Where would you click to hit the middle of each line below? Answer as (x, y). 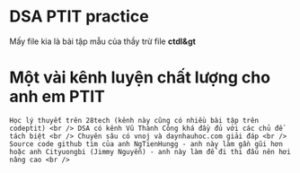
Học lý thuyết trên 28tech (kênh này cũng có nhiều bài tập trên (134, 120)
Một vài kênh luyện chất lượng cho (140, 78)
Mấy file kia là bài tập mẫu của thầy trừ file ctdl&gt (102, 41)
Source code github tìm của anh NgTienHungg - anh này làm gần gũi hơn (146, 144)
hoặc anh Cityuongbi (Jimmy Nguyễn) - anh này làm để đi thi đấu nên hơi (150, 151)
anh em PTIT (57, 97)
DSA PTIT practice (79, 17)
